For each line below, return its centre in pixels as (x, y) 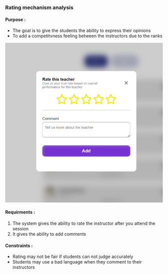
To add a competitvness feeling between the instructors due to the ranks (87, 36)
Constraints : (19, 245)
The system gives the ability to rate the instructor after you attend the (84, 223)
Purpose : (15, 20)
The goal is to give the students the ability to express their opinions (81, 31)
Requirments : (20, 212)
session (20, 229)
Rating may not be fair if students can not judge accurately (73, 256)
